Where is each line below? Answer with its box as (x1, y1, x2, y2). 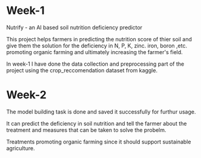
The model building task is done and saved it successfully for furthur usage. (6, 108, 196, 115)
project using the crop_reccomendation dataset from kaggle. (6, 66, 158, 74)
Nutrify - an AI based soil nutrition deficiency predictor (6, 24, 143, 31)
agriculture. (6, 144, 35, 152)
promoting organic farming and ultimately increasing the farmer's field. (6, 48, 183, 55)
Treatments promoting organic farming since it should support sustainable (6, 138, 191, 145)
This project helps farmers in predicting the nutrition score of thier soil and (6, 35, 192, 43)
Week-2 (6, 88, 47, 102)
